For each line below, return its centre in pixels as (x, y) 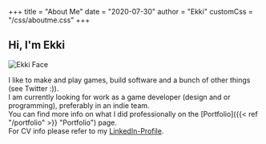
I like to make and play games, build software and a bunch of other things (129, 80)
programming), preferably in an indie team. (79, 105)
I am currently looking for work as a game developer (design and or (119, 97)
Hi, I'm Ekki (37, 45)
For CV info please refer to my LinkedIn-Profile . (86, 130)
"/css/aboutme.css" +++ (49, 20)
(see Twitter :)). (34, 88)
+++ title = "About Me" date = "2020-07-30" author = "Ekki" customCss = (131, 12)
